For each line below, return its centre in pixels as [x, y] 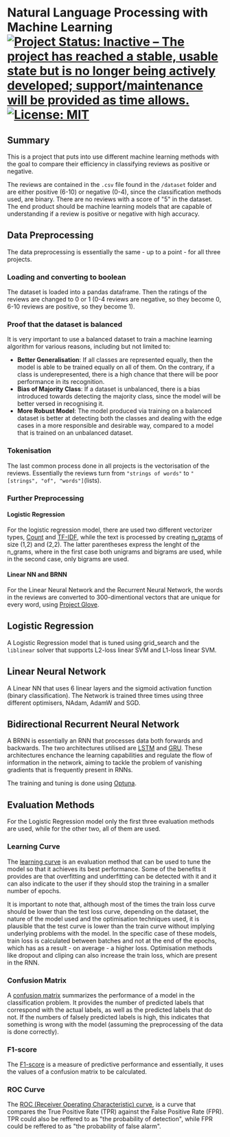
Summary [28, 140]
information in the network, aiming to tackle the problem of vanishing [105, 763]
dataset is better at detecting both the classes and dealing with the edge [119, 418]
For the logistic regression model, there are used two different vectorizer [110, 530]
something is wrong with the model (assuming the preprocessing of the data [115, 1024]
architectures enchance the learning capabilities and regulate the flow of [110, 755]
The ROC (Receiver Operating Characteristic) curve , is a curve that [102, 1105]
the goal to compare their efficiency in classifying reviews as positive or [109, 164]
